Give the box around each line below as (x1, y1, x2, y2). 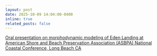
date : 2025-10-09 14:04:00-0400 (5, 12, 73, 17)
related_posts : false (5, 21, 51, 26)
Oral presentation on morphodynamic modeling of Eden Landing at (5, 35, 144, 41)
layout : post (5, 7, 33, 12)
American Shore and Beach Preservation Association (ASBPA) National (5, 40, 152, 46)
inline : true (5, 16, 33, 21)
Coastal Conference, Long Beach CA (5, 45, 82, 51)
